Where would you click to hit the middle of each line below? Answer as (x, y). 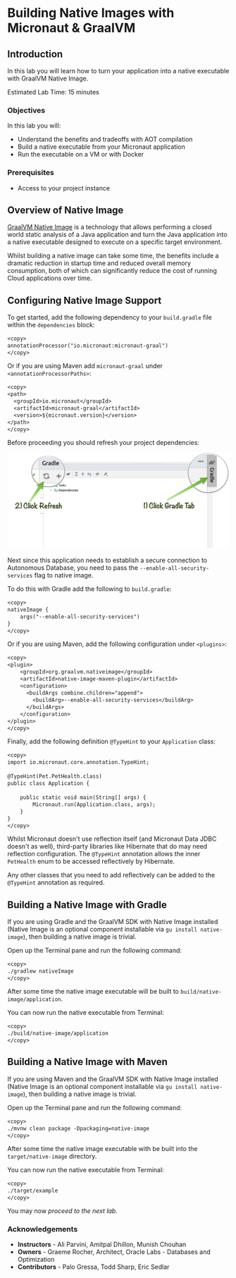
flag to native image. (64, 576)
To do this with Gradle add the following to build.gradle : (89, 589)
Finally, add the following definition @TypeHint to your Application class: (112, 741)
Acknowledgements (43, 1229)
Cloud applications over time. (50, 278)
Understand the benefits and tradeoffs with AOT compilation (105, 140)
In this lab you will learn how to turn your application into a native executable (118, 71)
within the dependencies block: (51, 325)
